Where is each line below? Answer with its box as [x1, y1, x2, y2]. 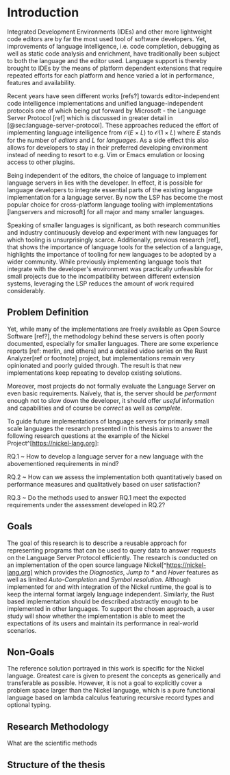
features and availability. [7, 78, 76, 86]
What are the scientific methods [7, 739, 97, 748]
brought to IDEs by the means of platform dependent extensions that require [7, 64, 222, 72]
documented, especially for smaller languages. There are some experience [7, 339, 219, 347]
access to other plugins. [7, 158, 75, 166]
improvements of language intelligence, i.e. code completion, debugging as [7, 42, 220, 50]
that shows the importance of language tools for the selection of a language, [7, 242, 223, 251]
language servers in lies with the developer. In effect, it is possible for [7, 178, 203, 187]
